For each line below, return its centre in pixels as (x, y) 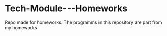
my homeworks (21, 27)
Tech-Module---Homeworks (66, 9)
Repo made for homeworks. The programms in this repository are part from (83, 22)
